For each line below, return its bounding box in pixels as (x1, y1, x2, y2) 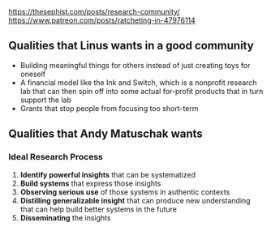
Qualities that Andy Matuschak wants (8, 127, 203, 141)
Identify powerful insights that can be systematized (19, 169, 196, 179)
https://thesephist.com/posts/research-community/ (8, 7, 180, 16)
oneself (19, 69, 46, 79)
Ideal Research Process (8, 152, 104, 163)
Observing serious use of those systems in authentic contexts (19, 186, 230, 197)
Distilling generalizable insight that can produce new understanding (19, 195, 251, 205)
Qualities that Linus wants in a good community (8, 39, 254, 53)
